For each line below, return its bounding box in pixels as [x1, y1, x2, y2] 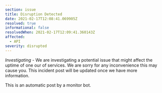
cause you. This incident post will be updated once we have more [5, 67, 138, 73]
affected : [5, 35, 25, 40]
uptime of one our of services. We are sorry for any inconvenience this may [5, 62, 158, 68]
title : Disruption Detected [5, 12, 63, 17]
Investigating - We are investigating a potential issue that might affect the [5, 57, 153, 63]
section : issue [5, 7, 36, 12]
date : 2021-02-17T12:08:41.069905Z [5, 16, 78, 21]
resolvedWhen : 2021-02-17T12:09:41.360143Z [5, 30, 95, 35]
